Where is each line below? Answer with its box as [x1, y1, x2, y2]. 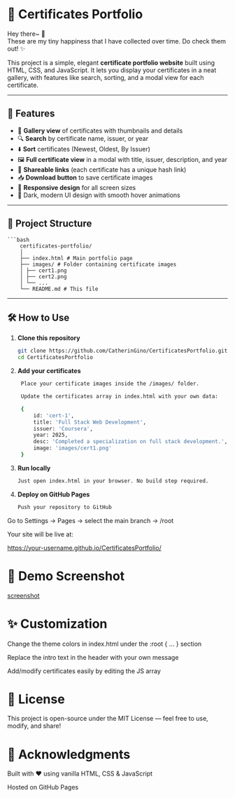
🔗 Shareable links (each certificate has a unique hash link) [17, 165, 187, 174]
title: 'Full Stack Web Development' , [33, 419, 147, 426]
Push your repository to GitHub [17, 503, 112, 510]
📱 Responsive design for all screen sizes [17, 183, 136, 191]
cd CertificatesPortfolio [17, 354, 93, 361]
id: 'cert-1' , [33, 412, 75, 419]
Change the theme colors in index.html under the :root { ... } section [7, 640, 202, 648]
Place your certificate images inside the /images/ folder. [20, 380, 200, 388]
